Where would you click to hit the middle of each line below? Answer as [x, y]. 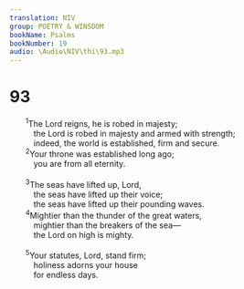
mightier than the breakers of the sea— [107, 225]
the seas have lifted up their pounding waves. [119, 204]
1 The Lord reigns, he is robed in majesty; [102, 123]
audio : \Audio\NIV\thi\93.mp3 [67, 52]
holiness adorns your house [86, 265]
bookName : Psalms [42, 35]
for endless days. [66, 275]
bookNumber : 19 [38, 43]
